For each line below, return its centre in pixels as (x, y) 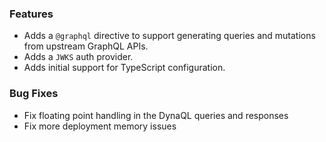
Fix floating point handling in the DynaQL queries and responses (156, 115)
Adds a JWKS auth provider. (78, 57)
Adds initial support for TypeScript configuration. (124, 68)
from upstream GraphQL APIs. (86, 46)
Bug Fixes (34, 94)
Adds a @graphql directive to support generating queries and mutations (169, 36)
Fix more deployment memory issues (100, 126)
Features (31, 14)
